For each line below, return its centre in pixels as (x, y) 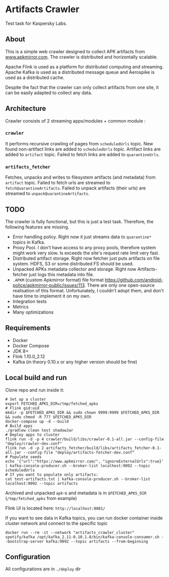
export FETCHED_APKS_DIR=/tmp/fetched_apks (52, 404)
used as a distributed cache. (35, 78)
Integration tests (30, 301)
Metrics (20, 306)
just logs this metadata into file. (61, 274)
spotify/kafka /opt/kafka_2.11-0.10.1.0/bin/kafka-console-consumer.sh (82, 537)
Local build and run (36, 378)
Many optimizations (33, 312)
